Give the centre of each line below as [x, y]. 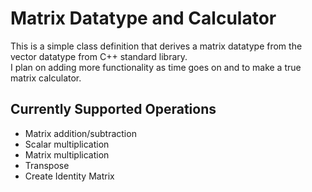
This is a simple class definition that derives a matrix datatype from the [156, 46]
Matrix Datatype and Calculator [143, 18]
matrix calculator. [46, 78]
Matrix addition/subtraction [80, 133]
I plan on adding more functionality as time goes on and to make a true [156, 67]
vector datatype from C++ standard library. [99, 56]
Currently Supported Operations [113, 109]
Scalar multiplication [67, 144]
